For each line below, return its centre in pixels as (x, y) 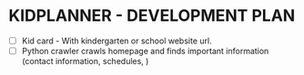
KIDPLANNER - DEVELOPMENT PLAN (152, 16)
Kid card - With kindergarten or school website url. (117, 41)
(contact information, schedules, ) (85, 61)
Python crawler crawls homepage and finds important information (145, 51)
